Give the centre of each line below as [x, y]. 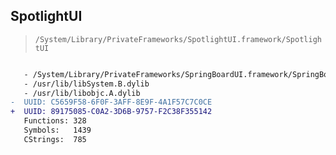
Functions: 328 [55, 121]
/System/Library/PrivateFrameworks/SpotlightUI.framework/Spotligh [178, 39]
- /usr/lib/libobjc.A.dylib [82, 93]
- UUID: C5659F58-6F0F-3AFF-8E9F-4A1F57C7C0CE [111, 102]
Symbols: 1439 [57, 130]
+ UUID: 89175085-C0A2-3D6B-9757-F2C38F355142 [111, 112]
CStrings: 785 [55, 139]
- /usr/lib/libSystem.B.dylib [86, 84]
